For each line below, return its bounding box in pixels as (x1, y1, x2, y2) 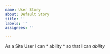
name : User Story (5, 7, 41, 12)
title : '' (5, 16, 26, 21)
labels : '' (5, 21, 28, 26)
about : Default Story (5, 12, 50, 17)
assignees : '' (5, 26, 35, 30)
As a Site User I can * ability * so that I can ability (5, 43, 105, 49)
